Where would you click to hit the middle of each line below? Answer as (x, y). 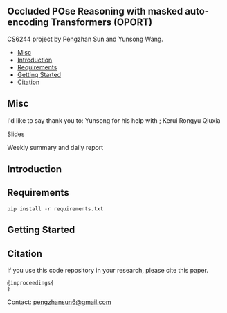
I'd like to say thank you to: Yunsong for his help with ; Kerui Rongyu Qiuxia (114, 120)
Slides (16, 134)
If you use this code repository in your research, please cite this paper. (108, 271)
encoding (28, 23)
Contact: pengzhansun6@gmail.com (60, 302)
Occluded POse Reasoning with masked (95, 11)
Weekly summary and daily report (55, 147)
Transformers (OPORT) (102, 23)
